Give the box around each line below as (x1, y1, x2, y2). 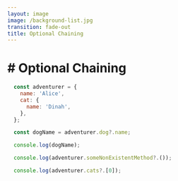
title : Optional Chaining (7, 30, 83, 37)
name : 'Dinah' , (25, 103, 71, 110)
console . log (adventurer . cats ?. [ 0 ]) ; (13, 167, 121, 175)
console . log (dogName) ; (13, 142, 81, 149)
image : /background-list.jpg (7, 17, 93, 24)
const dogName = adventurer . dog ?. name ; (13, 129, 131, 136)
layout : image (7, 10, 49, 18)
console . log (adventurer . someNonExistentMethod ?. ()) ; (13, 154, 172, 162)
